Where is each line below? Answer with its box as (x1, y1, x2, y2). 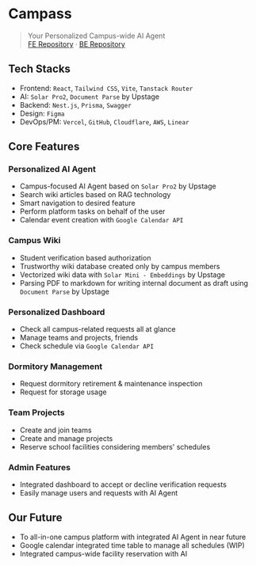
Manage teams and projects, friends (19, 333, 139, 343)
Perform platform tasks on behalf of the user (19, 207, 166, 216)
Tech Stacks (8, 63, 71, 76)
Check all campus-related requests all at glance (19, 325, 176, 334)
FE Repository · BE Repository (27, 39, 125, 48)
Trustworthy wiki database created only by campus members (19, 261, 220, 271)
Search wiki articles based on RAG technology (19, 190, 171, 199)
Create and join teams (19, 425, 93, 435)
